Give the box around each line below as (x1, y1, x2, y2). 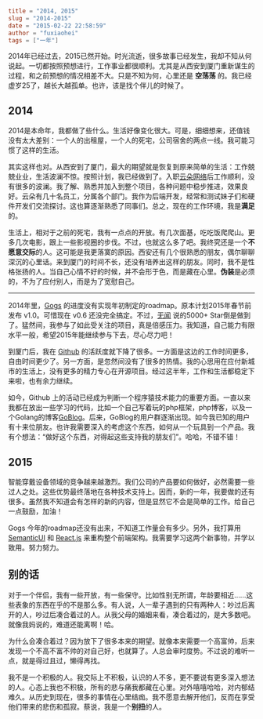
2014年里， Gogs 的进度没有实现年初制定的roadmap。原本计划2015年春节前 (8, 301, 252, 310)
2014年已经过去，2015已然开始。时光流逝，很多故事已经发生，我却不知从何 (8, 52, 252, 61)
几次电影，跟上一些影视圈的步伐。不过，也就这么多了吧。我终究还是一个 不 (14, 238, 255, 247)
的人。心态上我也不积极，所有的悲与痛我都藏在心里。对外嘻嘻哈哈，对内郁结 (8, 682, 255, 692)
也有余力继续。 (28, 376, 77, 386)
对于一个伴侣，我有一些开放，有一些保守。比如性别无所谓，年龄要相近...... (8, 590, 247, 600)
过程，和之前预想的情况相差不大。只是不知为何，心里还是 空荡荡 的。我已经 (8, 71, 252, 81)
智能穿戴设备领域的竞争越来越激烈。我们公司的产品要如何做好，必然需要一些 (8, 478, 255, 486)
